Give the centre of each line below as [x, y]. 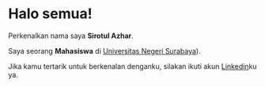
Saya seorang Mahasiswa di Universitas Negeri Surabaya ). [104, 51]
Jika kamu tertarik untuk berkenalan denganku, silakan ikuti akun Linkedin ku [132, 66]
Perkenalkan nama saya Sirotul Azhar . [71, 36]
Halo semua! [50, 14]
